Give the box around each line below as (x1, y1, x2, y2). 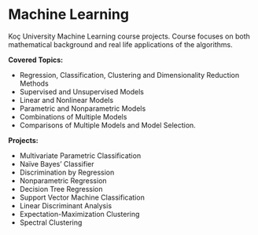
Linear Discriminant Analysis (19, 200, 112, 210)
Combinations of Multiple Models (19, 112, 127, 121)
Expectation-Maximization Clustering (19, 209, 140, 218)
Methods (19, 79, 49, 88)
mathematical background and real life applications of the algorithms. (8, 39, 234, 49)
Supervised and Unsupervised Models (19, 86, 144, 96)
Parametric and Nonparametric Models (19, 104, 146, 113)
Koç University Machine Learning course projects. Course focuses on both (8, 31, 250, 41)
